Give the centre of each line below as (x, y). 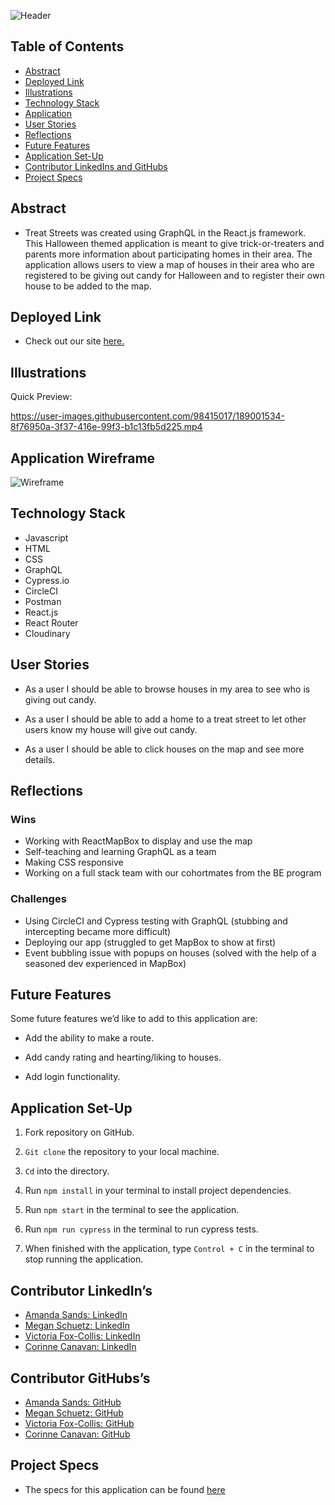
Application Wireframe (83, 458)
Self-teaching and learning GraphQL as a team (120, 852)
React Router (51, 622)
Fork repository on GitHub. (79, 1132)
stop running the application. (84, 1259)
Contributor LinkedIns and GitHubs (96, 166)
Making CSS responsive (74, 862)
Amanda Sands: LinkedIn (76, 1315)
